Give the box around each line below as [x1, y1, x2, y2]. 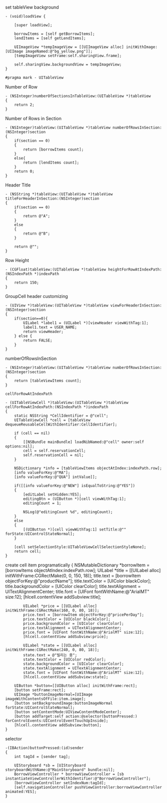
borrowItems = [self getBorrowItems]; [14, 31, 95, 36]
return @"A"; [23, 213, 50, 218]
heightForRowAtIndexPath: [108, 267, 162, 272]
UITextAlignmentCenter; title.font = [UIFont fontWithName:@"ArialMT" [5, 588, 149, 594]
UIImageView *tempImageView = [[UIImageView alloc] [14, 44, 124, 49]
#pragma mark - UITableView [5, 75, 64, 80]
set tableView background [5, 4, 59, 10]
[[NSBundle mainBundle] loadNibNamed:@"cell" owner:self [23, 439, 144, 444]
